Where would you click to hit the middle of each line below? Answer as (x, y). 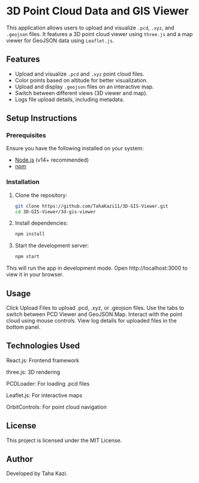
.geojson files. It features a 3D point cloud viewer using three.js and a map (99, 34)
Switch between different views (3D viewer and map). (81, 93)
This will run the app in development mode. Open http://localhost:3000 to (97, 268)
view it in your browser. (35, 275)
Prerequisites (26, 135)
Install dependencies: (41, 223)
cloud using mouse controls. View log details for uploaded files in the (91, 321)
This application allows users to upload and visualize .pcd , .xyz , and (91, 28)
